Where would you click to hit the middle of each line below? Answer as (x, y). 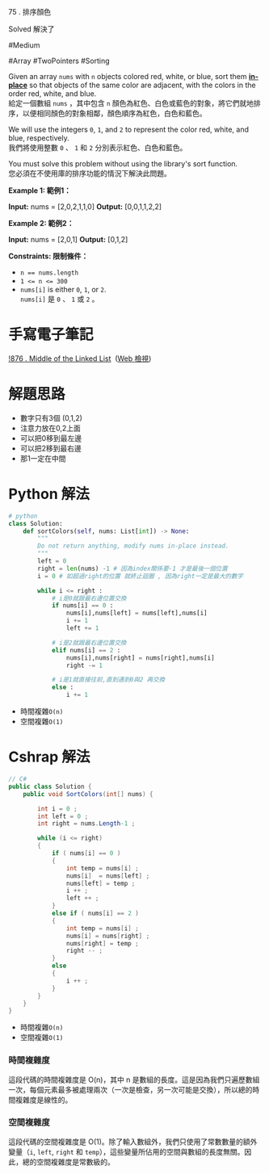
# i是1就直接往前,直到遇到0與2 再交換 (108, 680)
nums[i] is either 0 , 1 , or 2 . (63, 289)
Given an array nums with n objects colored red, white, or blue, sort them (128, 76)
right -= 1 (84, 665)
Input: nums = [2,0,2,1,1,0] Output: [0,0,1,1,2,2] (85, 207)
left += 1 (82, 628)
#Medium (24, 45)
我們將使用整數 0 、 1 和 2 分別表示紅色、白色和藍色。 (98, 147)
